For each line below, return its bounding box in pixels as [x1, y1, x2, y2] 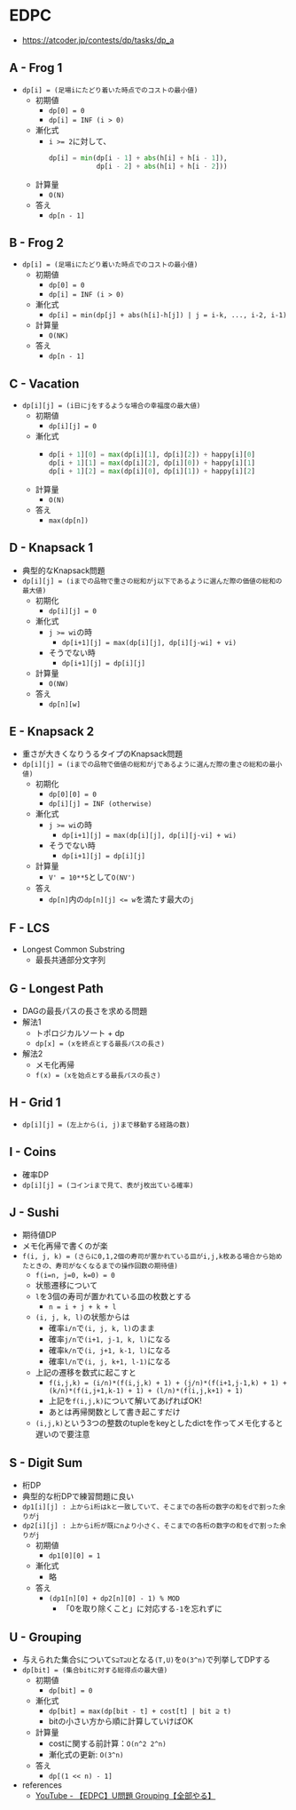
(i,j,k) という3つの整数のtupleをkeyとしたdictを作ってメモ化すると [35, 1418, 284, 1429]
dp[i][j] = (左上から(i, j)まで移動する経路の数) [21, 1120, 191, 1129]
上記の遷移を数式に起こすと [35, 1367, 137, 1378]
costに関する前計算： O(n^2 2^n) [48, 1738, 167, 1749]
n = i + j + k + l [48, 1303, 117, 1312]
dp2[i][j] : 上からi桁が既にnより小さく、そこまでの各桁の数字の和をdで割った [21, 1521, 280, 1531]
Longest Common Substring [21, 944, 126, 955]
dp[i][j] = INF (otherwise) [48, 800, 152, 809]
